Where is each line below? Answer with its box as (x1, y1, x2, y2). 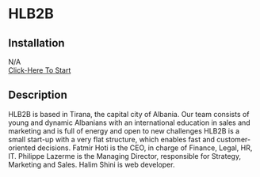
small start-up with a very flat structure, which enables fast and (8, 134, 216, 144)
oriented (8, 143, 36, 153)
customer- (216, 134, 251, 144)
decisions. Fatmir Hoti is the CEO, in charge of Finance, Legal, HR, (36, 143, 253, 153)
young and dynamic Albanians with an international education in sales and (8, 118, 251, 127)
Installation (8, 36, 65, 50)
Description (8, 88, 67, 102)
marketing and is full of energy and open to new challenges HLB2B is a (8, 126, 240, 135)
